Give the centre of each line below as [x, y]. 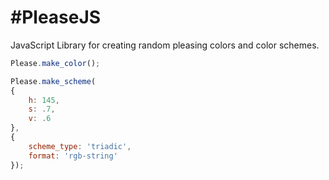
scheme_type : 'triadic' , [80, 146]
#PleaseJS [56, 17]
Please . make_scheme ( [53, 81]
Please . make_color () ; [55, 63]
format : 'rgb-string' [73, 156]
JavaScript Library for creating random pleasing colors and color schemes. [165, 45]
